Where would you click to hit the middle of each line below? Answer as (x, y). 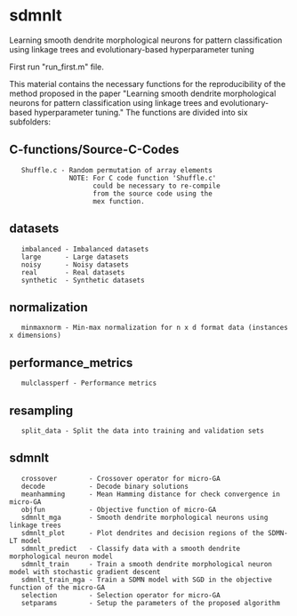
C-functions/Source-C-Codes (94, 150)
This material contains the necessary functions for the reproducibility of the (148, 84)
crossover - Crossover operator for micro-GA (120, 478)
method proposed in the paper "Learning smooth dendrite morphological (143, 93)
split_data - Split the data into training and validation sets (143, 431)
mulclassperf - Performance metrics (89, 383)
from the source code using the (153, 193)
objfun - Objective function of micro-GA (119, 509)
